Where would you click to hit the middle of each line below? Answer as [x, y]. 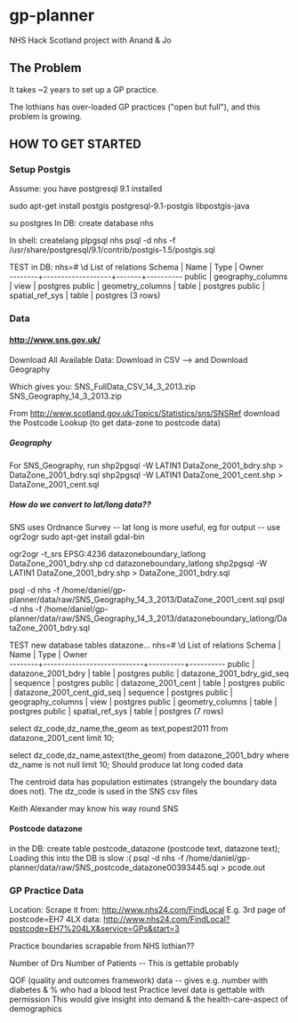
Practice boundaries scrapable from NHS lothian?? [102, 946]
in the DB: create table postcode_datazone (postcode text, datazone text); [145, 848]
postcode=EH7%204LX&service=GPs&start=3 [94, 929]
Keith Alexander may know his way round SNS [94, 808]
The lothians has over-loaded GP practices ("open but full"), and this [135, 107]
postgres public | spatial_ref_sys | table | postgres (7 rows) [117, 711]
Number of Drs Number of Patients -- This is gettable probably [124, 963]
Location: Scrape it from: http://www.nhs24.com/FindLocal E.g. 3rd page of [148, 910]
